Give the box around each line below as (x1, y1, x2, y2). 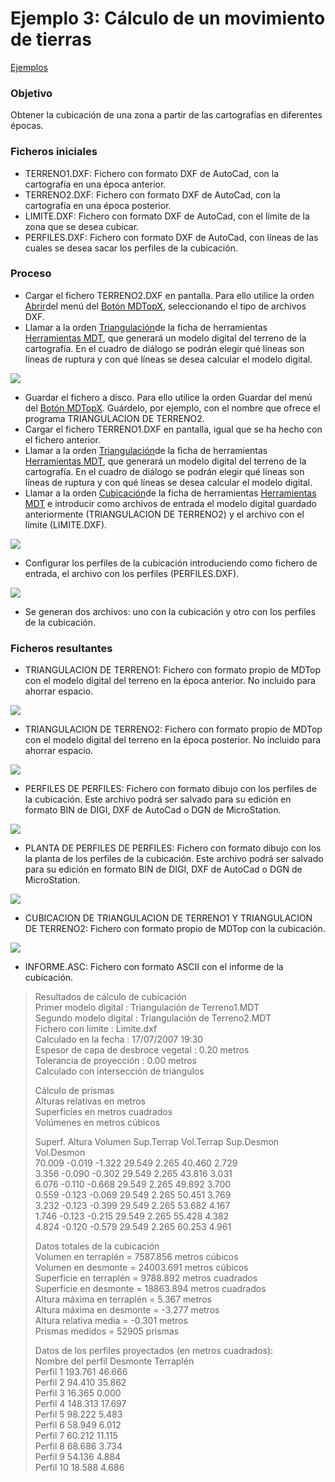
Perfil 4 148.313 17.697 (34, 1398, 127, 1410)
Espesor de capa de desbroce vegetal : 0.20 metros (34, 1044, 250, 1056)
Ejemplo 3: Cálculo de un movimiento (10, 7, 326, 30)
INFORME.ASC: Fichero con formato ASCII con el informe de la (24, 961, 284, 973)
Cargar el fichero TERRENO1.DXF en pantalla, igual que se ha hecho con (24, 423, 323, 435)
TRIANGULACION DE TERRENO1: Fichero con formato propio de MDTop (24, 664, 322, 676)
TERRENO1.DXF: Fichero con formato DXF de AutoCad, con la (24, 167, 280, 179)
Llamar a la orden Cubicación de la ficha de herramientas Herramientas (24, 487, 317, 499)
